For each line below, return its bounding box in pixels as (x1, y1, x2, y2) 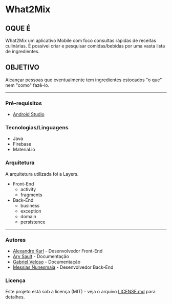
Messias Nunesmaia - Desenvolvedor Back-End (12, 264, 114, 270)
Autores (5, 236, 26, 243)
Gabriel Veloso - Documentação (12, 259, 81, 265)
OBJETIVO (5, 63, 40, 72)
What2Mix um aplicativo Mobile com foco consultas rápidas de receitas (5, 37, 156, 43)
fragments (20, 192, 42, 198)
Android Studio (12, 111, 45, 118)
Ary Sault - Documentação (12, 253, 69, 259)
